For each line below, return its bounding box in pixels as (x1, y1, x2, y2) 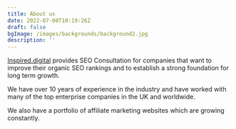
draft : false (7, 23, 46, 30)
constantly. (7, 114, 41, 123)
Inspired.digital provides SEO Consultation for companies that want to (7, 56, 212, 64)
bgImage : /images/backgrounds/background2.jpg (7, 30, 148, 38)
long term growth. (7, 72, 60, 80)
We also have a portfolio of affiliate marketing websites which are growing (7, 106, 225, 115)
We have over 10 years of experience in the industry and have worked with (7, 85, 227, 94)
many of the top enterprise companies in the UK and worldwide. (7, 93, 196, 101)
